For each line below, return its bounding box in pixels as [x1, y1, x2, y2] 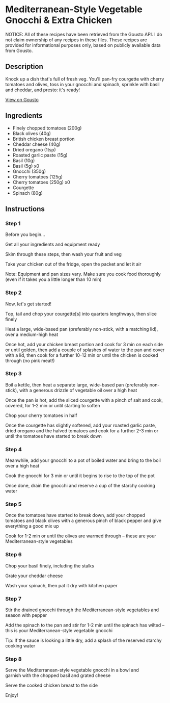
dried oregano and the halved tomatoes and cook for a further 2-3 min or [5, 427, 159, 434]
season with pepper [5, 612, 47, 618]
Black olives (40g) [12, 130, 51, 136]
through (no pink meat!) [5, 357, 55, 363]
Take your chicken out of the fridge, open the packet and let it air [5, 261, 141, 267]
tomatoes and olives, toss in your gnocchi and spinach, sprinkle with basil [5, 81, 160, 87]
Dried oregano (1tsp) [12, 146, 56, 152]
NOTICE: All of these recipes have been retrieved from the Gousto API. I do [5, 31, 162, 37]
